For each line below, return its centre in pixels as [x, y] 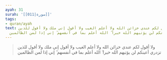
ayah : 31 [14, 10]
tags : [11, 19]
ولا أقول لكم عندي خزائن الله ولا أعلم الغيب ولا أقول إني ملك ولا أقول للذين [86, 47]
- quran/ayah [19, 24]
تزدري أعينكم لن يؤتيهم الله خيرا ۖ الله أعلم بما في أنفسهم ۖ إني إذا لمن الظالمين [89, 52]
